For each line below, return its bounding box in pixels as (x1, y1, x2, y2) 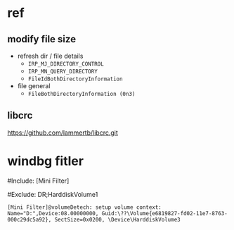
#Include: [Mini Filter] (7, 176, 70, 185)
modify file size (7, 33, 76, 45)
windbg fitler (7, 153, 84, 169)
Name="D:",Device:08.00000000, (7, 210, 99, 217)
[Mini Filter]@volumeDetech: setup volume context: (7, 203, 162, 211)
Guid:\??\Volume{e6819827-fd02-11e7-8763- (101, 210, 228, 217)
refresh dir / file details (17, 52, 84, 60)
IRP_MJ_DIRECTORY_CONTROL (27, 61, 104, 68)
